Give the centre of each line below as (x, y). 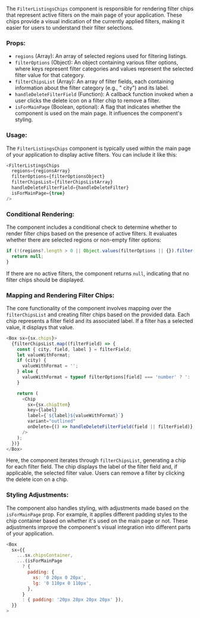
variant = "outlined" (52, 421)
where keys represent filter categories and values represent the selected (104, 69)
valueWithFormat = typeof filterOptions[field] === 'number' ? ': (106, 377)
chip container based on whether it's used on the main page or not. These (97, 521)
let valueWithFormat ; (43, 355)
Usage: (17, 135)
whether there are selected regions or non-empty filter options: (84, 240)
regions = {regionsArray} (41, 171)
